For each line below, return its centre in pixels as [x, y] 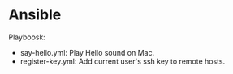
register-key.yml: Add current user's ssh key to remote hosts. [123, 61]
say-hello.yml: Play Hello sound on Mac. [87, 52]
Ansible [35, 15]
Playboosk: [27, 37]
